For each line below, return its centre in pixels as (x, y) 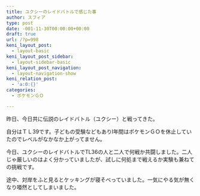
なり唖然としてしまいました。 (43, 187)
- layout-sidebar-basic (41, 62)
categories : (21, 90)
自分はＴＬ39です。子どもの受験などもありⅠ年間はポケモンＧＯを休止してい (99, 131)
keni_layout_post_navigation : (44, 68)
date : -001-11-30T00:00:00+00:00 (48, 29)
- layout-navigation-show (44, 73)
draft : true (21, 34)
